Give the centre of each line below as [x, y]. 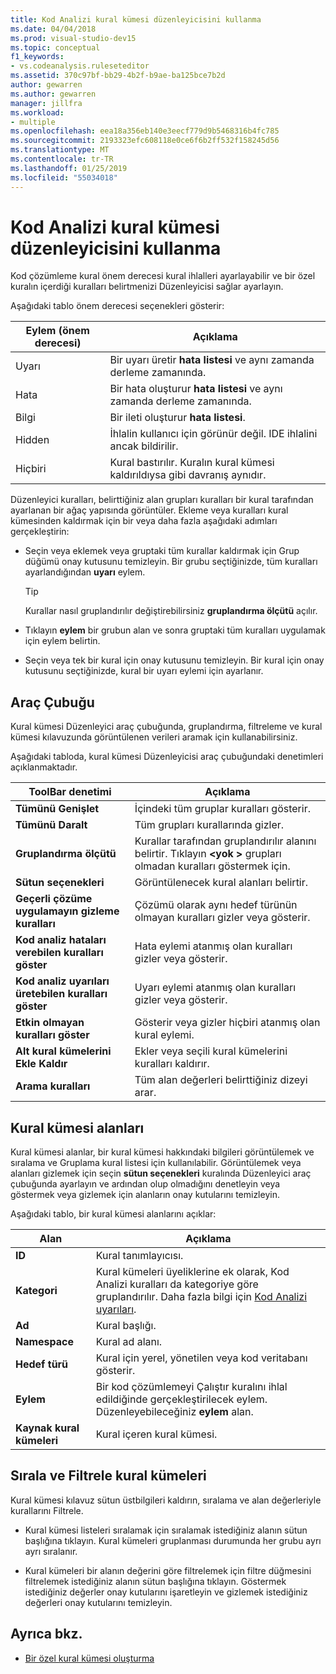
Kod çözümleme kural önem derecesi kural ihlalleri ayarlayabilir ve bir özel [163, 276]
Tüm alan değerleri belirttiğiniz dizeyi [221, 1080]
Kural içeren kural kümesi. [156, 1434]
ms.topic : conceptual [55, 47]
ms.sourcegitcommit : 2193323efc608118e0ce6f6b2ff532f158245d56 [145, 141]
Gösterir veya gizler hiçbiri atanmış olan [227, 1023]
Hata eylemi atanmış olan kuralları [213, 946]
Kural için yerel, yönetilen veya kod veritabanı [201, 1358]
